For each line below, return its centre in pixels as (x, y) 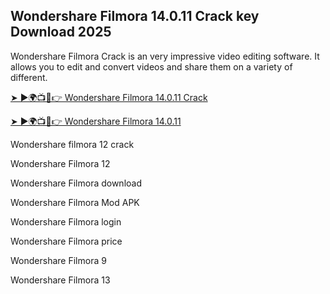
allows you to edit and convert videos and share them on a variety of (151, 66)
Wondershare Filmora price (66, 241)
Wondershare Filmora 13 (60, 280)
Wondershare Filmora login (66, 221)
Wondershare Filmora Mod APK (75, 202)
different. (29, 77)
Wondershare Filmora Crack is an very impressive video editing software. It (165, 56)
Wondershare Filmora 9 (58, 260)
